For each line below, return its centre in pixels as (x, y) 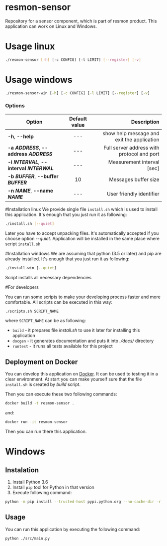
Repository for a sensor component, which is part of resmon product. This (81, 21)
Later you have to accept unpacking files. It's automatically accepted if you (82, 233)
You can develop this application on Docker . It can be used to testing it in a (82, 374)
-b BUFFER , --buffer (33, 176)
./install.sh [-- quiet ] (30, 223)
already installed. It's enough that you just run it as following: (67, 259)
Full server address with (131, 148)
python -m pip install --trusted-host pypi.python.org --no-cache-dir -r (83, 502)
